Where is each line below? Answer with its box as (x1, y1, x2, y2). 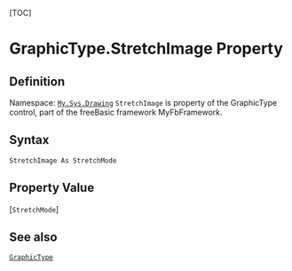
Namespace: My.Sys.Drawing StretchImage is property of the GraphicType (9, 98, 278, 108)
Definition (9, 74, 65, 89)
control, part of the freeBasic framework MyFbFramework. (9, 107, 224, 117)
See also (9, 230, 58, 245)
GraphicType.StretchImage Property (9, 39, 284, 59)
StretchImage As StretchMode (9, 155, 117, 165)
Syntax (9, 132, 50, 147)
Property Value (9, 180, 95, 195)
